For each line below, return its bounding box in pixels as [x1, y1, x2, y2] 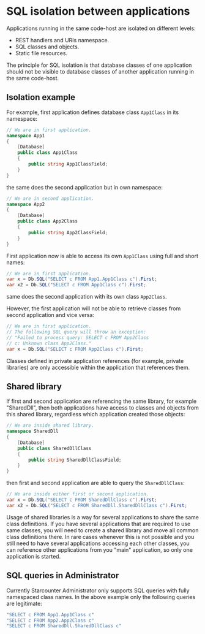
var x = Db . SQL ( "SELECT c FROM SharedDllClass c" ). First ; [6, 497, 157, 503]
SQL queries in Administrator [6, 570, 119, 581]
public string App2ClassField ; [28, 229, 108, 235]
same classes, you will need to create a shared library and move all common [6, 526, 199, 534]
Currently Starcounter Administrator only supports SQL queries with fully [6, 587, 190, 594]
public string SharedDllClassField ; [28, 457, 122, 463]
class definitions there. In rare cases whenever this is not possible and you [6, 533, 195, 540]
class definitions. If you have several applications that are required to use [6, 520, 191, 527]
